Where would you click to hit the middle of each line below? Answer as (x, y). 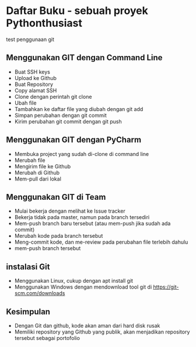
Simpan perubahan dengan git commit (60, 115)
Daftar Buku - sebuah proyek (77, 11)
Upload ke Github (36, 78)
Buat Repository (34, 84)
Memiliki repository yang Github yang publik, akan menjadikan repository (102, 332)
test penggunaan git (30, 39)
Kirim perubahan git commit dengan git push (68, 122)
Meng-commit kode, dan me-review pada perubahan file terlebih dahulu (101, 242)
